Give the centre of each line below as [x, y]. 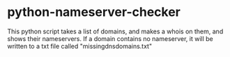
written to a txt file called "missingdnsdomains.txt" [79, 46]
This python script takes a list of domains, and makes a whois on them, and [115, 31]
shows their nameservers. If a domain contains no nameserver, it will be [110, 38]
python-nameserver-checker [94, 12]
